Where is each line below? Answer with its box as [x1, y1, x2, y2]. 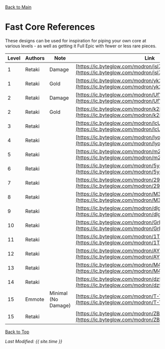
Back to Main [5, 4, 32, 10]
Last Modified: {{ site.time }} [5, 338, 63, 344]
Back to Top [5, 329, 29, 335]
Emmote [25, 296, 45, 303]
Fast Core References [5, 22, 95, 33]
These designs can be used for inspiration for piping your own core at [5, 37, 146, 43]
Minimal [49, 289, 68, 296]
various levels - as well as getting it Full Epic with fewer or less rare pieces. [5, 43, 157, 49]
